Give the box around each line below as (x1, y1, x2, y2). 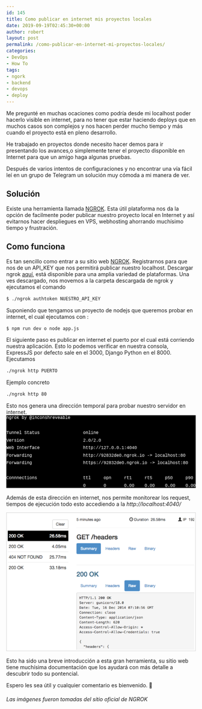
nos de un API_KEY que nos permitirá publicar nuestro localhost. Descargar (6, 264, 194, 271)
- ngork (6, 73, 26, 80)
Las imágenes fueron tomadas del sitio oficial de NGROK (6, 695, 148, 702)
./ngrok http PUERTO (6, 368, 58, 374)
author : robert (6, 29, 44, 35)
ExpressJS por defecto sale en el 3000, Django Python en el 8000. (6, 349, 172, 356)
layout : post (6, 35, 39, 42)
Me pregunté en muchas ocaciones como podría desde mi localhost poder (6, 110, 191, 117)
